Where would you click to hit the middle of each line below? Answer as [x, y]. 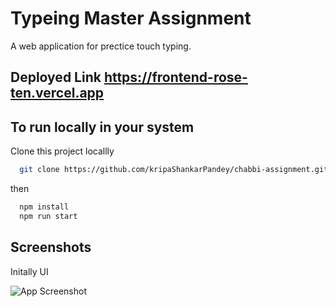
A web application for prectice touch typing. [101, 46]
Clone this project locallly [62, 151]
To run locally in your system [102, 127]
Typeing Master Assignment [131, 18]
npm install [44, 207]
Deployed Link [56, 77]
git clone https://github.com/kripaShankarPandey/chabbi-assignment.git [174, 170]
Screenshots [51, 247]
